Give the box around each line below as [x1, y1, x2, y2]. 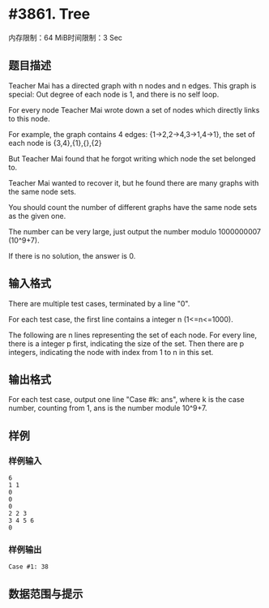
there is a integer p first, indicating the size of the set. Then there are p [8, 338, 245, 349]
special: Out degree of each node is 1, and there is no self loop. [8, 89, 220, 99]
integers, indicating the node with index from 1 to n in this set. [8, 347, 214, 357]
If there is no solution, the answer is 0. [8, 250, 136, 260]
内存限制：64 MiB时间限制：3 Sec [8, 32, 123, 42]
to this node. [8, 113, 50, 123]
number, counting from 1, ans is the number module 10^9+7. [8, 403, 207, 413]
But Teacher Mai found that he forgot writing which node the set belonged [8, 153, 256, 163]
